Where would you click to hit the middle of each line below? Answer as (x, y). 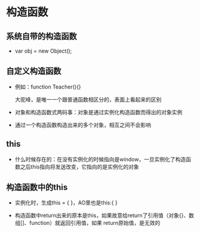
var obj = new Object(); (43, 51)
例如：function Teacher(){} (48, 87)
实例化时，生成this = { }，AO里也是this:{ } (66, 203)
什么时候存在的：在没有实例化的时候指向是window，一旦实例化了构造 (100, 159)
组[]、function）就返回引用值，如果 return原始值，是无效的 (87, 223)
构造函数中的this (37, 187)
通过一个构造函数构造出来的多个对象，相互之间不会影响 (83, 125)
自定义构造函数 (34, 71)
